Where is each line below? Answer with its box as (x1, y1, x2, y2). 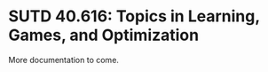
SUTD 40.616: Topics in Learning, (8, 6, 260, 27)
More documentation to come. (8, 54, 119, 65)
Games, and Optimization (8, 25, 200, 45)
